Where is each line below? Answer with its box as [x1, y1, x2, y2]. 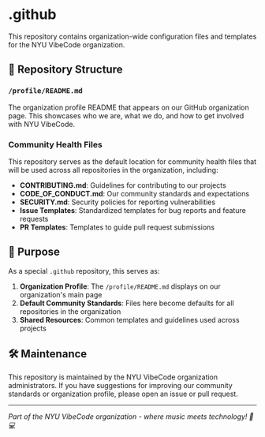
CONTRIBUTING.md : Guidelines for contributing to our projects [19, 180, 226, 190]
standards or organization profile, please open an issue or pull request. [8, 389, 238, 398]
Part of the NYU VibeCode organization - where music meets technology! [8, 412, 248, 421]
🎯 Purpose [8, 245, 61, 259]
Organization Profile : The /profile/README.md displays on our [19, 282, 221, 291]
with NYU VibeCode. [8, 119, 76, 129]
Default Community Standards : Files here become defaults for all [19, 298, 234, 308]
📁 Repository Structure [8, 63, 123, 77]
